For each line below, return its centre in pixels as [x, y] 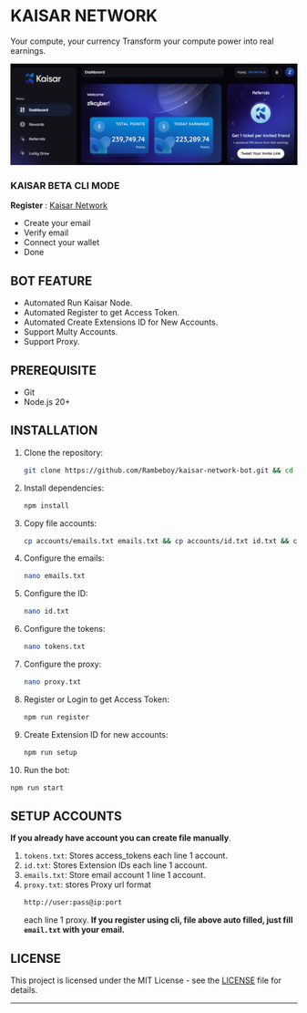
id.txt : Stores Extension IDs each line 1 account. [115, 865]
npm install [46, 506]
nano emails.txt [54, 576]
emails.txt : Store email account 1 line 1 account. [114, 875]
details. [24, 990]
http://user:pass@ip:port [72, 903]
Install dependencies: [64, 488]
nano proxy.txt [52, 682]
